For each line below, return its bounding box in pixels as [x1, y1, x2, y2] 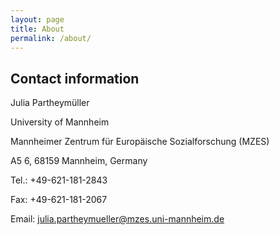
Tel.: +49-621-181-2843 [10, 174, 108, 186]
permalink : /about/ [10, 33, 92, 43]
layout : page [10, 14, 65, 25]
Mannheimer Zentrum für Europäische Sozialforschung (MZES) [10, 136, 270, 148]
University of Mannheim [10, 116, 110, 128]
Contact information [10, 70, 140, 87]
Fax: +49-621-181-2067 [10, 194, 108, 206]
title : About [10, 24, 65, 34]
